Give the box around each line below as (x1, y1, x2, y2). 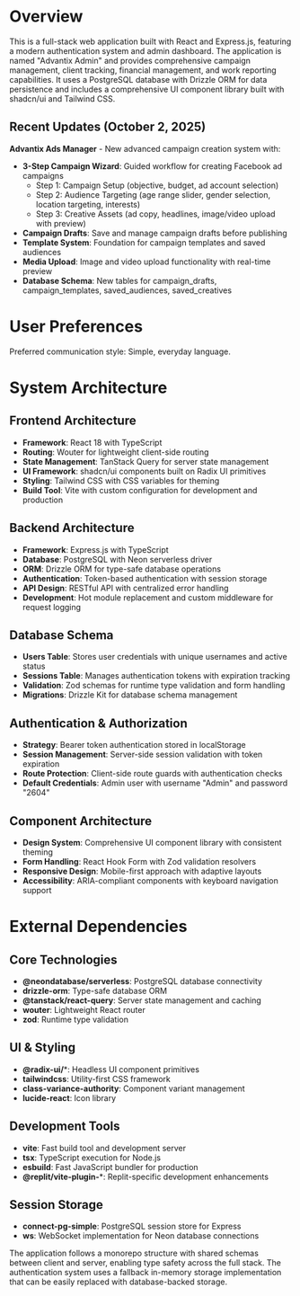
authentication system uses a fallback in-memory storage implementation (9, 1267, 282, 1278)
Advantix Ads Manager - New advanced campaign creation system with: (9, 143, 281, 154)
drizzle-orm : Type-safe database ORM (22, 985, 168, 996)
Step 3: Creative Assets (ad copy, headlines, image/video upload (35, 209, 276, 219)
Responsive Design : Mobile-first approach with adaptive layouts (22, 865, 262, 876)
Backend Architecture (9, 520, 135, 536)
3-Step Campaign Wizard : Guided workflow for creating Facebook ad (22, 160, 283, 172)
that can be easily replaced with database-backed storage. (9, 1276, 227, 1287)
